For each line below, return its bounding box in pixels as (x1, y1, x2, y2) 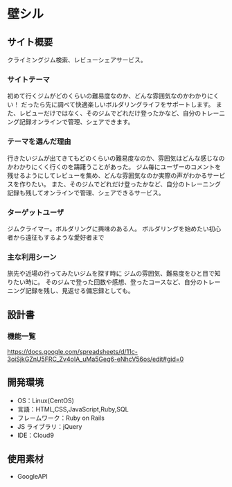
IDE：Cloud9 (17, 431, 54, 439)
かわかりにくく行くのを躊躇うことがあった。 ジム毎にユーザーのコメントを (7, 162, 222, 170)
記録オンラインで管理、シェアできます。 (19, 118, 134, 126)
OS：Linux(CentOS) (17, 396, 75, 405)
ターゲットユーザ (7, 207, 64, 217)
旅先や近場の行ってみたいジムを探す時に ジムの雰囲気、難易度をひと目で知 (7, 269, 221, 278)
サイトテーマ (7, 74, 51, 84)
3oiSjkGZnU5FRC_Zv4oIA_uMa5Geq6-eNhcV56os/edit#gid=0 (7, 355, 184, 363)
